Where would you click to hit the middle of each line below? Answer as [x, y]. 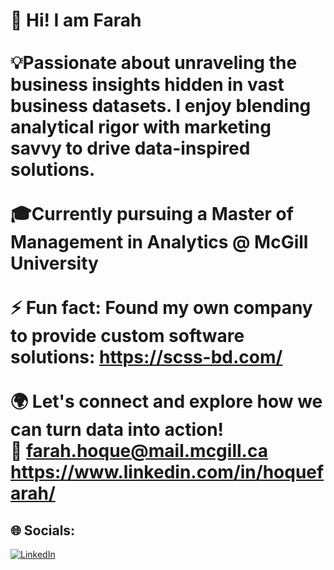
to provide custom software [127, 336]
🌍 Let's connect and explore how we [166, 401]
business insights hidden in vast [147, 85]
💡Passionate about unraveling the [154, 63]
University [54, 263]
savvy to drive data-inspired [130, 148]
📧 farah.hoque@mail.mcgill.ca [139, 451]
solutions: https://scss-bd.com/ [146, 357]
